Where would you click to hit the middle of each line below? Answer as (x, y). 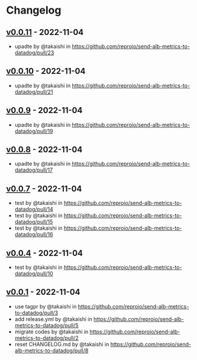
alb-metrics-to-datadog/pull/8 (51, 351)
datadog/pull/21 (34, 92)
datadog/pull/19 (34, 131)
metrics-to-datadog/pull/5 (46, 325)
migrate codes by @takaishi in (51, 332)
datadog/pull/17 (34, 170)
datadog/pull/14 (34, 209)
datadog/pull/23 (34, 53)
